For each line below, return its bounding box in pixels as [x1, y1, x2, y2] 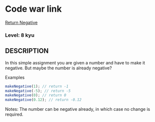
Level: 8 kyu [5, 32, 35, 39]
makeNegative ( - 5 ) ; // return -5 [5, 88, 71, 93]
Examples [5, 74, 25, 80]
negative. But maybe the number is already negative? [5, 65, 112, 71]
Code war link [5, 3, 62, 15]
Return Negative [5, 20, 38, 25]
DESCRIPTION [5, 47, 49, 55]
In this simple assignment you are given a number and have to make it [5, 60, 145, 65]
